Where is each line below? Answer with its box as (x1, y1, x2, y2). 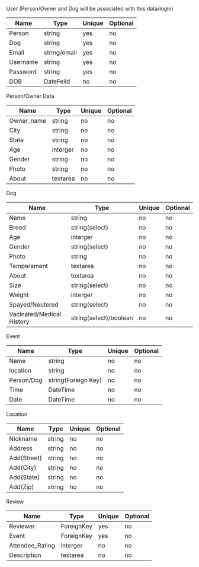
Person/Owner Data (6, 93, 54, 100)
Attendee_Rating (9, 541, 55, 549)
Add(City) (9, 464, 37, 472)
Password (9, 68, 37, 76)
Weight (9, 291, 29, 299)
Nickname (9, 435, 37, 442)
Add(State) (9, 473, 40, 481)
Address (9, 444, 33, 453)
